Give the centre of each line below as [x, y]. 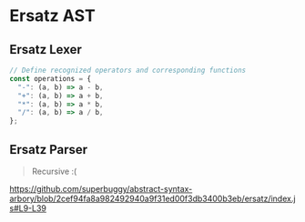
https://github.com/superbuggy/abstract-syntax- [101, 188]
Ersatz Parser [49, 150]
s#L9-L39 [28, 208]
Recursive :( [54, 171]
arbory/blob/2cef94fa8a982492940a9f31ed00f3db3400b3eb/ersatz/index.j [152, 198]
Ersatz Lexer [46, 50]
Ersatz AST [52, 16]
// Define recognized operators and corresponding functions [128, 70]
